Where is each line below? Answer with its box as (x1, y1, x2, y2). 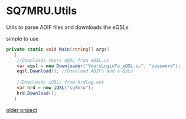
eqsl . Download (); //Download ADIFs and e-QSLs (17, 68, 133, 74)
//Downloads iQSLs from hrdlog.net (17, 80, 105, 85)
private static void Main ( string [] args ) (6, 46, 110, 52)
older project (6, 106, 37, 113)
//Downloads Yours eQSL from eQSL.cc (17, 57, 110, 63)
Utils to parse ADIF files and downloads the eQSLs (6, 24, 129, 31)
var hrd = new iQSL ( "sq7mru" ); (17, 85, 94, 91)
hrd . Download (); (17, 90, 57, 96)
